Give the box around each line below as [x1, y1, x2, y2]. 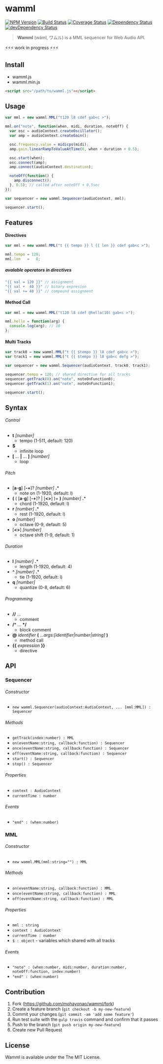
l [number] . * [12, 559, 39, 564]
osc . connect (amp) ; [9, 160, 48, 165]
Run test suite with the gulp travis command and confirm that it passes [12, 1016, 158, 1022]
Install [5, 61, 25, 69]
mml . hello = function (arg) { [5, 319, 65, 324]
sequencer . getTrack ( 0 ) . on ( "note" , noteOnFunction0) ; [5, 376, 115, 381]
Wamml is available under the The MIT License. [5, 1054, 101, 1060]
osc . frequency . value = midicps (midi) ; [9, 142, 89, 147]
